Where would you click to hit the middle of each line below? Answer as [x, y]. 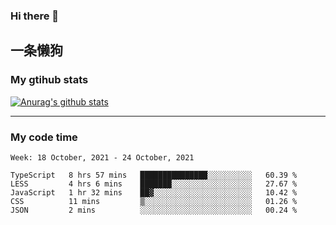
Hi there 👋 [35, 16]
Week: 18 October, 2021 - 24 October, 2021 [102, 157]
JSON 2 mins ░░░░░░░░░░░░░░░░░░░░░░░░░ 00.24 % [154, 210]
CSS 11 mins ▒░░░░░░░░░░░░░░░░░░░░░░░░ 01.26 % [154, 201]
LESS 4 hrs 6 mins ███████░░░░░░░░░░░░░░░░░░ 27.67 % [154, 184]
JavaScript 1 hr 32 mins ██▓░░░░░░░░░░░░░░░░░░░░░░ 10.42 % [154, 192]
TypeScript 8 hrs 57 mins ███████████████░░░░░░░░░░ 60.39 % [154, 175]
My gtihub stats [49, 80]
